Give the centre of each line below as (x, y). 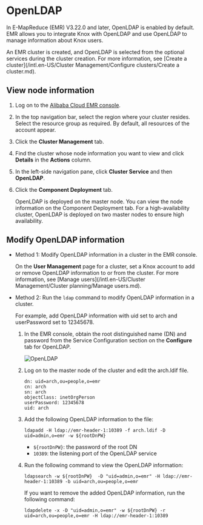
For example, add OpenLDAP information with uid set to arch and (96, 316)
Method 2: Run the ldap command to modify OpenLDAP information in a (105, 297)
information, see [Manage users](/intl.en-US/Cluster (80, 279)
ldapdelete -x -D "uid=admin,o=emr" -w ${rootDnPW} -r (95, 510)
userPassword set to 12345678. (55, 322)
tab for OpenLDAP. (48, 347)
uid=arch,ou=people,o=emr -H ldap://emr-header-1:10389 (96, 516)
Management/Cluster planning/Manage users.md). (78, 285)
